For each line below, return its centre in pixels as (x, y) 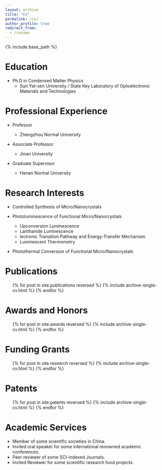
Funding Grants (38, 349)
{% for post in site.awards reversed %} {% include (63, 324)
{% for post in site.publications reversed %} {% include (68, 285)
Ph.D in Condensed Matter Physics (48, 80)
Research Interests (45, 193)
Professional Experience (56, 111)
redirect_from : (21, 28)
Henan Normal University (45, 173)
